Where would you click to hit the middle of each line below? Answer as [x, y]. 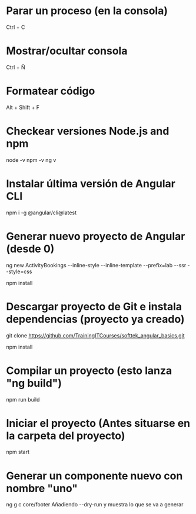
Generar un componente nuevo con [94, 476]
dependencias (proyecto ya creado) [95, 319]
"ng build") [34, 383]
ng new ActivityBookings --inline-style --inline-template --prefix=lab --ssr [96, 265]
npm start [18, 452]
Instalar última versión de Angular [91, 183]
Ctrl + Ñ [16, 67]
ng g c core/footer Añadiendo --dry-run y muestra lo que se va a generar [95, 505]
